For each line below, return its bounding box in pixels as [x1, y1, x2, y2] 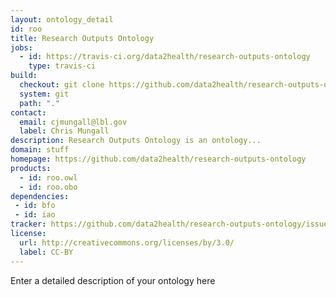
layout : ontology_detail [10, 14, 114, 25]
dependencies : [10, 191, 70, 201]
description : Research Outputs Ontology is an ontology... [10, 136, 262, 146]
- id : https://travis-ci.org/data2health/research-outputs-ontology [19, 52, 311, 62]
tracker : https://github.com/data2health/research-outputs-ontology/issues [10, 219, 333, 230]
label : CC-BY [19, 247, 74, 257]
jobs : [10, 42, 33, 53]
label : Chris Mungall [19, 126, 110, 136]
